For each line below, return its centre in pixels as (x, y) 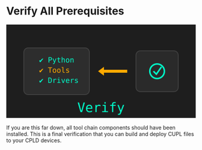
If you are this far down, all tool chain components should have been (91, 128)
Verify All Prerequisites (65, 11)
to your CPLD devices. (34, 140)
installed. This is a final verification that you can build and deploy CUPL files (100, 134)
